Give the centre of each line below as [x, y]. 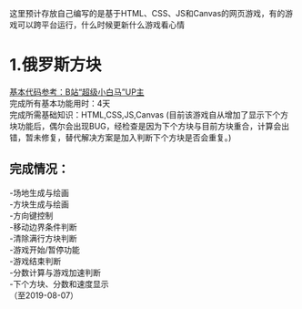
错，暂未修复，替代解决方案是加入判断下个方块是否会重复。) [121, 137]
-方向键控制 [31, 215]
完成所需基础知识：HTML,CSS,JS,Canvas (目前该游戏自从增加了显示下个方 [149, 114]
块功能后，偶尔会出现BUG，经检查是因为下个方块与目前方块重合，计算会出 [150, 126]
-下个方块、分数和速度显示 [59, 283]
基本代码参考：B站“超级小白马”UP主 [77, 92]
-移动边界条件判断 [43, 227]
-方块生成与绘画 [40, 204]
